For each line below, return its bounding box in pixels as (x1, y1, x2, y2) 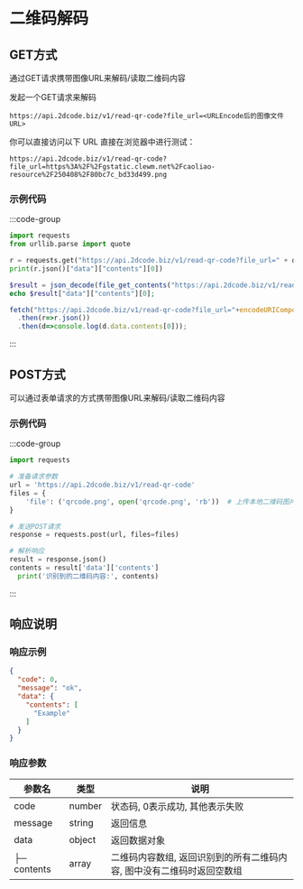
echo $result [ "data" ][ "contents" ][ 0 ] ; (9, 289, 155, 298)
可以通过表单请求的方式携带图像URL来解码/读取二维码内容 (9, 392, 225, 403)
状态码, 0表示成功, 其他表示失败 (111, 800, 244, 812)
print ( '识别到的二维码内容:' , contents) (17, 571, 160, 580)
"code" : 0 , (17, 675, 59, 684)
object (69, 833, 96, 846)
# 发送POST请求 (9, 522, 61, 531)
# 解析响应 (9, 547, 45, 556)
